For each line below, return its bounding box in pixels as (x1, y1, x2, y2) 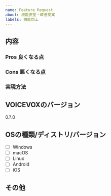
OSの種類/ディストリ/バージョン (5, 130, 106, 139)
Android (12, 161, 29, 168)
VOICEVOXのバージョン (5, 100, 81, 109)
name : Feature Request (5, 7, 53, 13)
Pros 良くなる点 (5, 53, 44, 60)
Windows (12, 144, 32, 150)
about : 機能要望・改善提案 (5, 12, 56, 17)
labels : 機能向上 (5, 17, 39, 22)
